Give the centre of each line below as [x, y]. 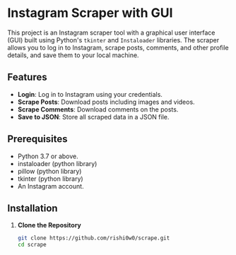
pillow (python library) [49, 171]
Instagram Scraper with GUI [90, 13]
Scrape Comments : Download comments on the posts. [98, 109]
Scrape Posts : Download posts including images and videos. [106, 102]
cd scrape [32, 245]
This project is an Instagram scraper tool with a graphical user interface [111, 32]
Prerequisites [37, 139]
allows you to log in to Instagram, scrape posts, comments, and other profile [118, 47]
